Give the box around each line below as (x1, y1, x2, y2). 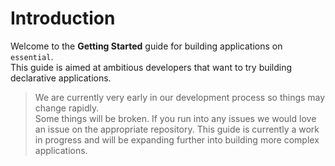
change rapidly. (34, 102, 100, 114)
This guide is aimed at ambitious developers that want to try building (10, 61, 293, 73)
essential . (10, 50, 54, 62)
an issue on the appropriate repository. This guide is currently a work (34, 123, 320, 135)
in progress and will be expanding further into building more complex (34, 133, 320, 146)
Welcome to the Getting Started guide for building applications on (10, 40, 283, 52)
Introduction (10, 7, 116, 30)
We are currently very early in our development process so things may (34, 91, 326, 103)
